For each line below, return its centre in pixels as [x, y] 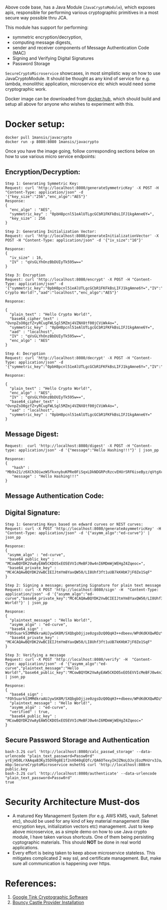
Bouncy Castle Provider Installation [48, 903]
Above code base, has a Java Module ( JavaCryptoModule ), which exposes [80, 7]
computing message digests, [42, 42]
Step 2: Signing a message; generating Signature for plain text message [83, 585]
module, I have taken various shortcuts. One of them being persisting [83, 837]
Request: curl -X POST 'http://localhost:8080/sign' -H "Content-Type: [82, 590]
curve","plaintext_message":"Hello [42, 668]
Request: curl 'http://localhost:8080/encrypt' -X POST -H [68, 279]
